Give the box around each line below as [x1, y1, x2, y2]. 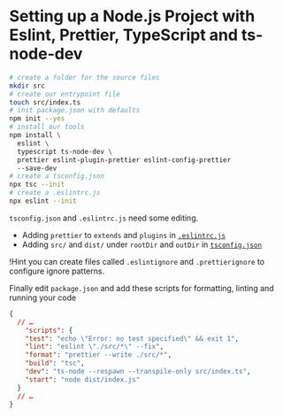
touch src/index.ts [9, 97, 81, 107]
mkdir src [9, 81, 46, 90]
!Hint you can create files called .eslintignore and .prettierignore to [9, 256, 265, 266]
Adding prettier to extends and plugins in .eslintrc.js [21, 229, 226, 240]
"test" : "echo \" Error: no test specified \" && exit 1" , [25, 334, 240, 343]
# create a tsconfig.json [9, 172, 104, 181]
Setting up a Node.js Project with [9, 6, 256, 27]
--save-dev [17, 164, 57, 173]
